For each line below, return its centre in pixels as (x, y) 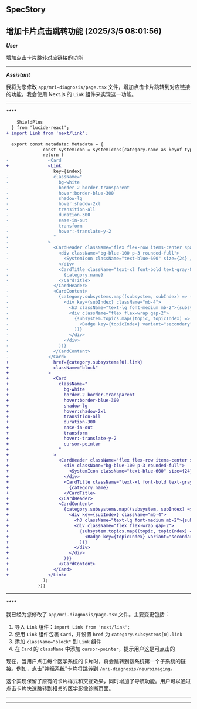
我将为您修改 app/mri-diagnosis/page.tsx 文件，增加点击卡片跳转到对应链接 (98, 87)
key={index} (68, 172)
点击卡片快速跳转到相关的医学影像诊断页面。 (60, 688)
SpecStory (26, 10)
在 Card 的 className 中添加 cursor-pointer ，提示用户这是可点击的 (95, 649)
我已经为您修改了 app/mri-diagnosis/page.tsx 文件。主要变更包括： (88, 615)
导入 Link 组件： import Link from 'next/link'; (72, 627)
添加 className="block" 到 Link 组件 (58, 642)
